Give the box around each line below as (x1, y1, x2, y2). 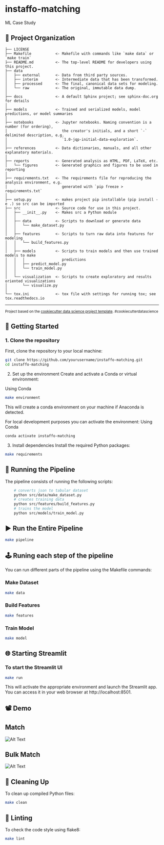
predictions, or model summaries (5, 111, 73, 116)
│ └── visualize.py (5, 283, 58, 288)
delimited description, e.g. (5, 132, 64, 138)
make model (5, 636, 27, 641)
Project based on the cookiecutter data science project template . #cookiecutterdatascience (5, 309, 159, 314)
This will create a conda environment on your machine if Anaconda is (5, 404, 144, 410)
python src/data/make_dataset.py (14, 492, 82, 497)
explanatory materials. (5, 150, 54, 155)
